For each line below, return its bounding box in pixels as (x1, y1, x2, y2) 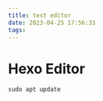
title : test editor (8, 11, 72, 20)
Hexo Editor (8, 60, 86, 78)
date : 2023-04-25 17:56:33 (8, 19, 96, 27)
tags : (8, 26, 26, 34)
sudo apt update (8, 85, 61, 94)
